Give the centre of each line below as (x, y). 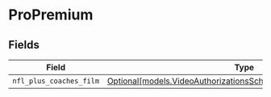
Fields (24, 45)
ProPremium (51, 15)
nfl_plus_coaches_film (56, 81)
